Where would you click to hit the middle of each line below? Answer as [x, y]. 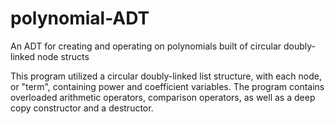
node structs [63, 56]
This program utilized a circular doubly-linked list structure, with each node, [166, 76]
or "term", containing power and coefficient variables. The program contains [167, 86]
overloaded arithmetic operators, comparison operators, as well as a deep [163, 97]
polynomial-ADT [80, 18]
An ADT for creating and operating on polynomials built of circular [146, 46]
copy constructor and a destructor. [82, 108]
